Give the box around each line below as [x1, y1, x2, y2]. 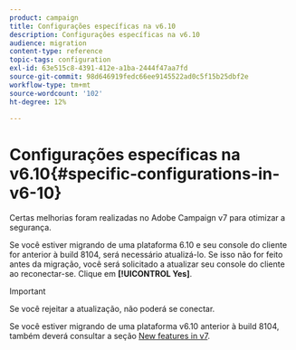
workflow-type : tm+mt [9, 80, 91, 90]
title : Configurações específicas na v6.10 [9, 22, 177, 31]
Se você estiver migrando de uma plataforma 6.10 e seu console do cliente [9, 240, 288, 251]
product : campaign [9, 13, 79, 23]
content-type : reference [9, 47, 103, 56]
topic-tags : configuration [9, 55, 111, 64]
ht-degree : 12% [9, 97, 67, 107]
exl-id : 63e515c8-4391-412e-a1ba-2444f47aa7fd [9, 64, 188, 73]
